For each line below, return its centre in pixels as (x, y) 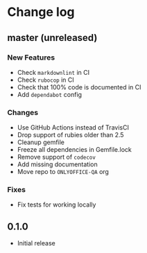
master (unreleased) (52, 38)
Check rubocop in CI (45, 80)
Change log (41, 12)
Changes (23, 112)
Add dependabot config (49, 94)
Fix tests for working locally (57, 204)
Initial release (36, 243)
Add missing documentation (58, 164)
